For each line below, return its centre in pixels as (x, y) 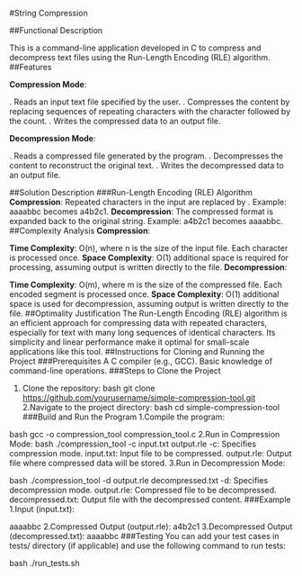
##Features (31, 67)
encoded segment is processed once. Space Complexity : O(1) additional (144, 294)
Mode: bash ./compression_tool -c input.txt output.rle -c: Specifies (133, 444)
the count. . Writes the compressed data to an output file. (115, 121)
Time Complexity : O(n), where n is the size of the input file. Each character (149, 248)
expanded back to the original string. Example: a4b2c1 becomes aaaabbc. (146, 221)
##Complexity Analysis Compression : (80, 230)
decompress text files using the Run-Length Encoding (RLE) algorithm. (140, 57)
